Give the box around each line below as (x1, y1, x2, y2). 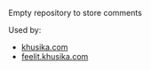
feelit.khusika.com (20, 51, 89, 61)
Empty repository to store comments (8, 8, 143, 18)
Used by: (8, 25, 42, 35)
